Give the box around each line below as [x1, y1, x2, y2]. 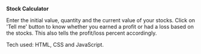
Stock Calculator [6, 5, 49, 12]
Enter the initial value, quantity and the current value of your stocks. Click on [6, 17, 196, 23]
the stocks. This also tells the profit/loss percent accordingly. [6, 29, 157, 37]
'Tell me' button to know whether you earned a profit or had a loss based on [6, 23, 194, 30]
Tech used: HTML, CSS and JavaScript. [6, 41, 104, 48]
